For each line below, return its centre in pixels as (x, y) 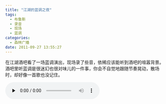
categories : (18, 38)
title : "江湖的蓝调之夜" (28, 10)
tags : (11, 15)
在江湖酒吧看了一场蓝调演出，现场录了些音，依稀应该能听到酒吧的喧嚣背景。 (85, 62)
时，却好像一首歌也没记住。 (34, 75)
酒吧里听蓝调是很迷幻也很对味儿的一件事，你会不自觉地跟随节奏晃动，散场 (82, 68)
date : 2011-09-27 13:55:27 (33, 47)
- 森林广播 (20, 43)
